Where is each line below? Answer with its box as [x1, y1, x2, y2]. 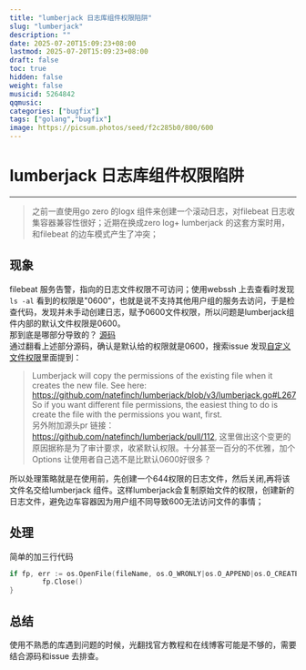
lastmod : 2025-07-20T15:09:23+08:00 [9, 47, 148, 56]
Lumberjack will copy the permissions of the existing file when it [31, 370, 273, 381]
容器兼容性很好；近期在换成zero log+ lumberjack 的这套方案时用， [39, 217, 290, 228]
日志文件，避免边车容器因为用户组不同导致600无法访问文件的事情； [9, 495, 264, 506]
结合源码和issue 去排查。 [9, 651, 104, 661]
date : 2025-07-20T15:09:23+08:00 [9, 38, 137, 48]
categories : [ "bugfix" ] [9, 107, 100, 116]
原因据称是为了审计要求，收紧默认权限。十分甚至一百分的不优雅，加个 [31, 442, 296, 453]
